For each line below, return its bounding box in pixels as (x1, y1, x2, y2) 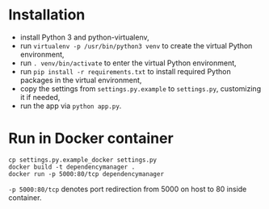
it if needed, (19, 92, 61, 102)
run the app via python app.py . (19, 101, 122, 111)
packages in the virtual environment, (19, 75, 142, 85)
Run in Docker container (8, 129, 174, 148)
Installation (8, 6, 86, 24)
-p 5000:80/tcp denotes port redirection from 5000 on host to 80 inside (8, 184, 247, 194)
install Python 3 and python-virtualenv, (19, 32, 149, 42)
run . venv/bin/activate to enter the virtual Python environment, (19, 58, 237, 68)
